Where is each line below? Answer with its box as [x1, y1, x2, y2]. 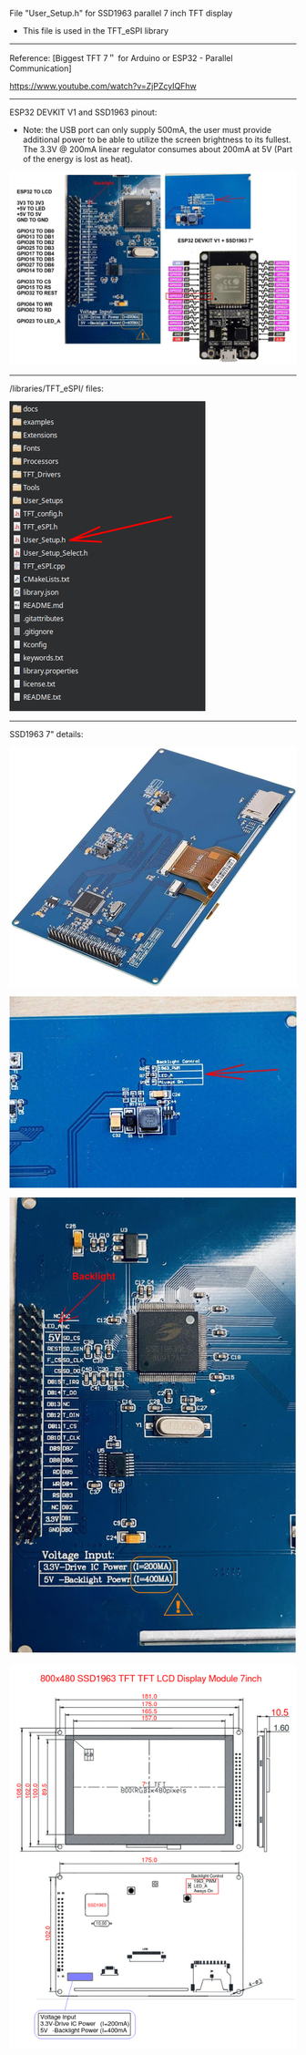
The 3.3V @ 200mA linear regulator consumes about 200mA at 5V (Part [22, 144, 293, 154]
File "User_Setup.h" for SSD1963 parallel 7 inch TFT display [9, 8, 233, 18]
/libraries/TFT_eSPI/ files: [9, 383, 105, 394]
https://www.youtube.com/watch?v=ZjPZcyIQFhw [9, 81, 198, 91]
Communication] [9, 63, 72, 74]
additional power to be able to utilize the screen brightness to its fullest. [22, 134, 291, 145]
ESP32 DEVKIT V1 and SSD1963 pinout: [9, 107, 158, 118]
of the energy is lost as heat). [22, 154, 134, 164]
